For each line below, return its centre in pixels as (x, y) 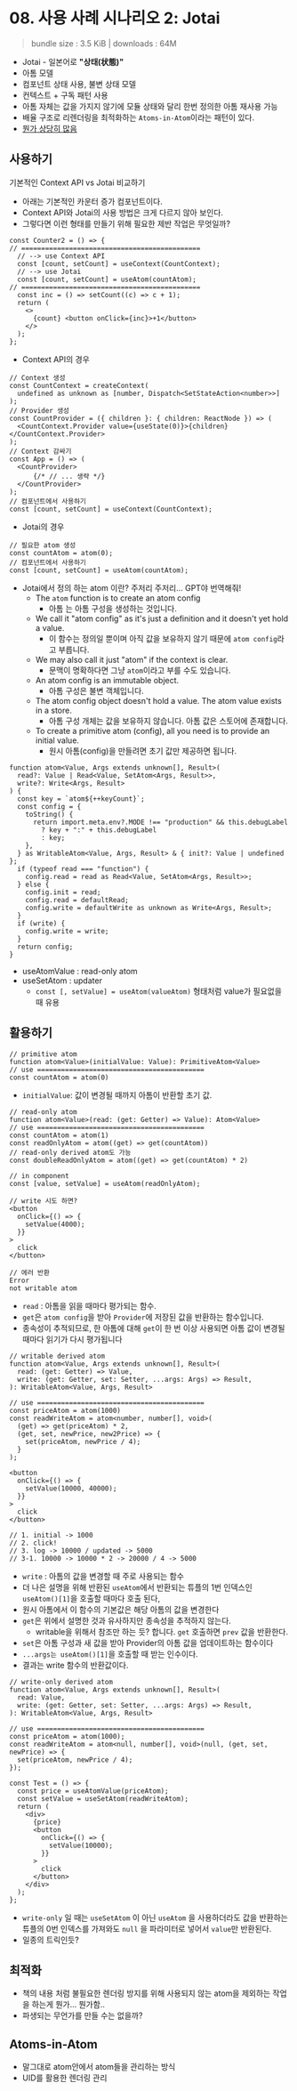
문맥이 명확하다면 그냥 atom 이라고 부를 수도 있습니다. (140, 670)
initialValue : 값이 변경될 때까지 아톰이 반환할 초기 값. (117, 1094)
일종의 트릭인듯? (51, 1940)
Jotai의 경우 (43, 527)
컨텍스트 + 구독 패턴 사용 (65, 95)
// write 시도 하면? (44, 1201)
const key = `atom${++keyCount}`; (81, 799)
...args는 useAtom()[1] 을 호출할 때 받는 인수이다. (110, 1654)
